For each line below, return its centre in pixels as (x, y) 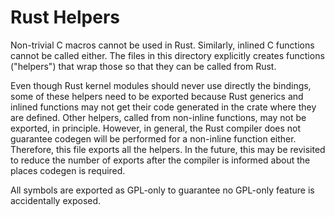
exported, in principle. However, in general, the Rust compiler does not (156, 128)
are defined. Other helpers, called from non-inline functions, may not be (158, 117)
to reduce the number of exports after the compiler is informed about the (160, 160)
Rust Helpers (65, 17)
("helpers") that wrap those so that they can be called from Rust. (143, 66)
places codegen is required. (68, 170)
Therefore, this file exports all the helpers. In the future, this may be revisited (168, 149)
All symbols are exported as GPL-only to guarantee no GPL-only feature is (162, 190)
